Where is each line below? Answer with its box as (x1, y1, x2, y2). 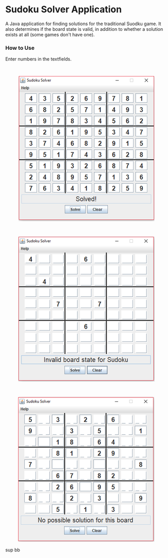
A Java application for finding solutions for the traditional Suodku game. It (5, 21, 161, 27)
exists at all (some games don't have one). (5, 31, 95, 37)
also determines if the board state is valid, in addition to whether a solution (5, 26, 163, 32)
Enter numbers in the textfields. (5, 56, 72, 62)
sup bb (5, 547, 21, 553)
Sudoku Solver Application (5, 4, 122, 15)
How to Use (5, 44, 35, 51)
